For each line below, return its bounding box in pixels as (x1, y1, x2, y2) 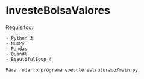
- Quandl (5, 51, 28, 57)
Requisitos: (5, 24, 34, 31)
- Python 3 (5, 35, 33, 41)
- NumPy (5, 40, 25, 46)
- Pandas (5, 46, 28, 52)
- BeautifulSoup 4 (5, 56, 52, 62)
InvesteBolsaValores (5, 4, 111, 17)
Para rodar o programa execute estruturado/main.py (5, 67, 138, 73)
